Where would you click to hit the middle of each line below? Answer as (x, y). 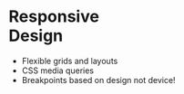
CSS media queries (58, 70)
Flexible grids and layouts (70, 61)
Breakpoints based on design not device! (98, 80)
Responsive (54, 17)
